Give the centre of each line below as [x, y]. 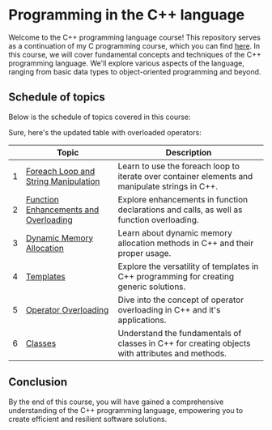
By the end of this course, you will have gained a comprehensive [116, 402]
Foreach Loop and [60, 171]
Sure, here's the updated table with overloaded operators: [105, 132]
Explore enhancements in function [183, 199]
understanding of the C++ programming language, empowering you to [126, 410]
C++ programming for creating [176, 276]
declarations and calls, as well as [180, 210]
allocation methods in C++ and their [186, 243]
